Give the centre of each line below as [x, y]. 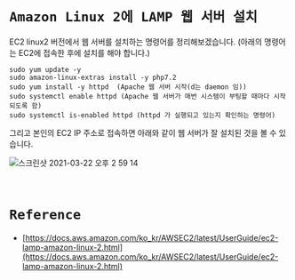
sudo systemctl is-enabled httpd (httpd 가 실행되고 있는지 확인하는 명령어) [143, 115]
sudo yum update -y [45, 69]
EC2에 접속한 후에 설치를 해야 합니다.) [84, 52]
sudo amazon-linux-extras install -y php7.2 [93, 77]
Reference [45, 215]
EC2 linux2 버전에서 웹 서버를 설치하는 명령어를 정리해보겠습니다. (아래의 [136, 42]
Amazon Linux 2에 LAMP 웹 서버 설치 [133, 17]
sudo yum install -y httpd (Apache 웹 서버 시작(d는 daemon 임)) [128, 87]
